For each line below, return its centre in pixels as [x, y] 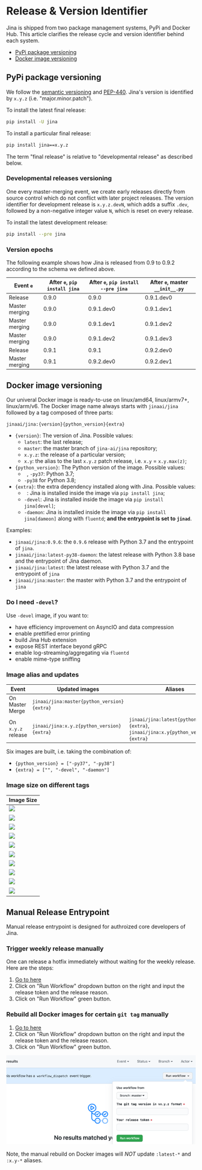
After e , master [169, 282]
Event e [23, 285]
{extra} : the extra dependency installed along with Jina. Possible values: [105, 487]
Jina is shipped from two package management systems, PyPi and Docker [98, 28]
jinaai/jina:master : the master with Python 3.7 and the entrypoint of [101, 580]
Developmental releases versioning [59, 179]
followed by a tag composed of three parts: [60, 412]
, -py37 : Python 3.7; [50, 474]
